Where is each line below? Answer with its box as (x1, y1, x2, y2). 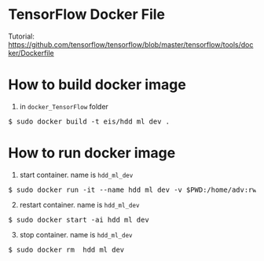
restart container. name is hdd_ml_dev (19, 200, 140, 209)
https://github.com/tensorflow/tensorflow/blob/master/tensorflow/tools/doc (8, 39, 254, 49)
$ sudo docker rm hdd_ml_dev (8, 245, 125, 254)
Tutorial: (8, 31, 35, 41)
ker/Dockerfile (8, 48, 55, 57)
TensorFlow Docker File (8, 6, 166, 24)
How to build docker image (8, 76, 186, 94)
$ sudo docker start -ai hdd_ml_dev (8, 215, 149, 224)
